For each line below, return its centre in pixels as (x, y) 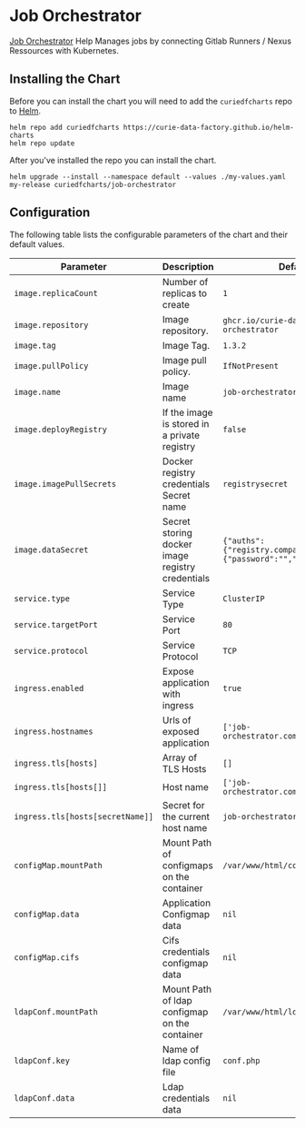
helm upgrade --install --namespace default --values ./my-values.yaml (148, 177)
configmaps (187, 866)
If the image (187, 412)
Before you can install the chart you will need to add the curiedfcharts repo (151, 101)
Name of (181, 1049)
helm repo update (42, 143)
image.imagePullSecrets (65, 484)
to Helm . (25, 111)
